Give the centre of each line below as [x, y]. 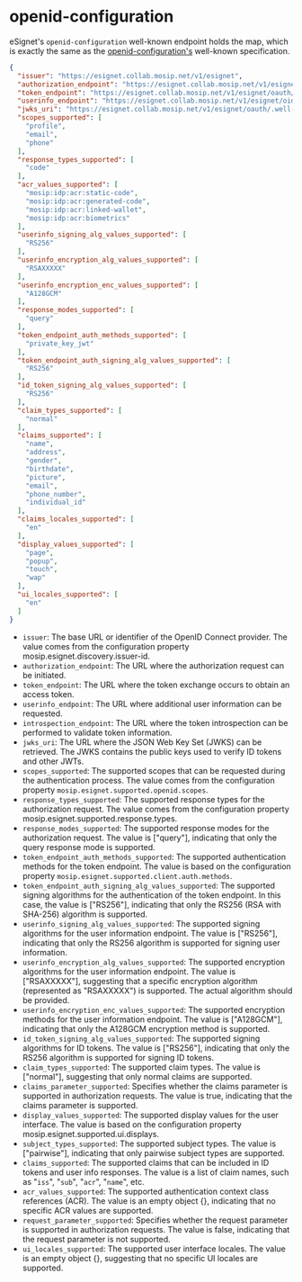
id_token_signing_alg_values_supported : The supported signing [141, 1038]
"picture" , [46, 477]
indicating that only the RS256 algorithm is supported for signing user [151, 943]
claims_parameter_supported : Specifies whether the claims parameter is [155, 1086]
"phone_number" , [56, 494]
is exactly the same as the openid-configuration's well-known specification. [150, 50]
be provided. [46, 1000]
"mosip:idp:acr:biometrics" [78, 218]
